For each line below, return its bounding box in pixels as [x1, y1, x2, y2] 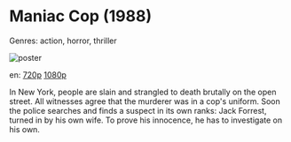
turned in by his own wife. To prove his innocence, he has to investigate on [9, 115, 282, 125]
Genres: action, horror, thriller [9, 35, 117, 46]
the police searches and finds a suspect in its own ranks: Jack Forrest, [9, 105, 267, 116]
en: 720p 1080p [9, 69, 67, 80]
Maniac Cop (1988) [9, 6, 153, 26]
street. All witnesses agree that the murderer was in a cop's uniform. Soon [9, 95, 281, 107]
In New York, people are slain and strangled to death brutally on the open [9, 86, 277, 97]
